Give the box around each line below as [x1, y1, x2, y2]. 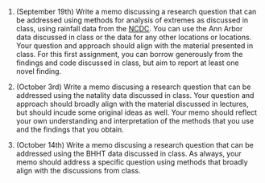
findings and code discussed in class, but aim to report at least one [15, 58, 239, 67]
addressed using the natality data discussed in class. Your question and [15, 91, 255, 100]
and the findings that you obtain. [15, 124, 125, 134]
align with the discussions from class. [15, 166, 141, 175]
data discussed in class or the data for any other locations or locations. [15, 32, 252, 42]
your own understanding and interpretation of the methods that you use [15, 116, 255, 125]
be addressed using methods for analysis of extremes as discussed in [15, 15, 249, 25]
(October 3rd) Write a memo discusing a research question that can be [15, 82, 251, 91]
